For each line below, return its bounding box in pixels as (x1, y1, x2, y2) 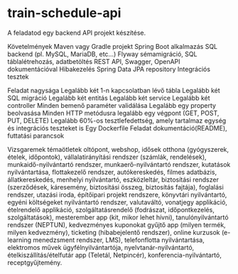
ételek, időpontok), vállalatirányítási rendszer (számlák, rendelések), (7, 153, 207, 161)
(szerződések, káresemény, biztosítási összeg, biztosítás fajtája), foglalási (7, 182, 224, 191)
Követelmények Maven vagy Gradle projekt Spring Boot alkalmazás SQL (7, 42, 218, 50)
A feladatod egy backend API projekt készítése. (7, 28, 146, 37)
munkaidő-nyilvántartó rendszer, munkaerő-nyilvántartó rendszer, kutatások (7, 160, 231, 168)
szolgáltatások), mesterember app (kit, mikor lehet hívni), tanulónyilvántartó (7, 213, 229, 221)
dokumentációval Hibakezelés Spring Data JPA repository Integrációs (7, 65, 211, 73)
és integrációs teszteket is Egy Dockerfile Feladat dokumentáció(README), (7, 124, 227, 132)
